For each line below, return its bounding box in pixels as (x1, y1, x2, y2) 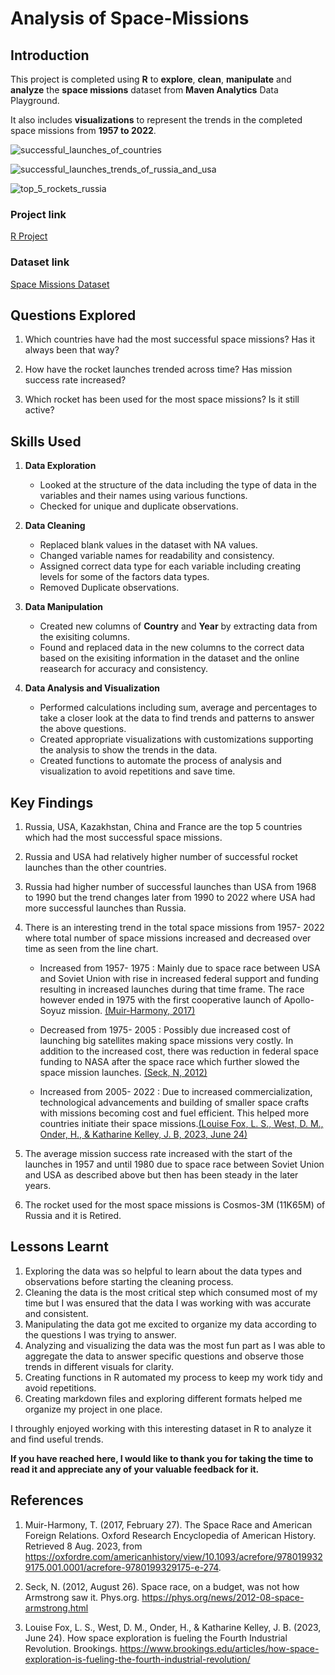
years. (24, 1180, 52, 1192)
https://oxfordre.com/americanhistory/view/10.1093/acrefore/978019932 (24, 1550, 323, 1562)
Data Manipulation (24, 601, 104, 613)
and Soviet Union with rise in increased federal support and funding (39, 973, 319, 985)
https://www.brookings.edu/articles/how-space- (119, 1642, 320, 1654)
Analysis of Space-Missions (10, 7, 250, 30)
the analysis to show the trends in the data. (39, 744, 218, 756)
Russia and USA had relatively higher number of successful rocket (24, 851, 298, 863)
